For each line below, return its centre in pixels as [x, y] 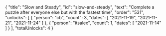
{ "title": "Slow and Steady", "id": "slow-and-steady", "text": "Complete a [80, 7]
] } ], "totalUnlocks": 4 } [29, 28]
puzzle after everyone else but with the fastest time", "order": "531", [75, 12]
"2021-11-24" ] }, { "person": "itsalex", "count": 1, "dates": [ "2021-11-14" [88, 23]
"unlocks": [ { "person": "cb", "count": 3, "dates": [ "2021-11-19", [71, 18]
